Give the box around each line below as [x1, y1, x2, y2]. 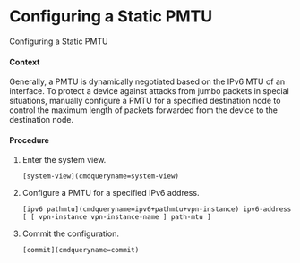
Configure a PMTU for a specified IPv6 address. [21, 188, 200, 199]
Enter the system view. [21, 155, 107, 165]
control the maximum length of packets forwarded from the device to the [9, 105, 278, 115]
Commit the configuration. [21, 228, 119, 239]
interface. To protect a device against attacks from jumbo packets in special [9, 86, 289, 97]
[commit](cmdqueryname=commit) [21, 246, 140, 255]
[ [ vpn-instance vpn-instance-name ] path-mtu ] [21, 213, 212, 222]
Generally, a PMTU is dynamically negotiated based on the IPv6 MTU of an [9, 76, 286, 87]
